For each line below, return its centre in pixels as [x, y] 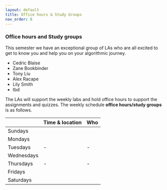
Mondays [19, 139]
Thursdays [20, 163]
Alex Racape [25, 79]
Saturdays [20, 180]
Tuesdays [19, 147]
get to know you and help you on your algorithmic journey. [66, 53]
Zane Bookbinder [30, 68]
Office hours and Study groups [44, 37]
